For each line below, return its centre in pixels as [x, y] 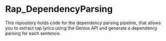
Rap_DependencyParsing [59, 9]
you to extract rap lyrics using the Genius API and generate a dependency [81, 28]
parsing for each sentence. [33, 33]
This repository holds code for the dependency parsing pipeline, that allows [83, 23]
